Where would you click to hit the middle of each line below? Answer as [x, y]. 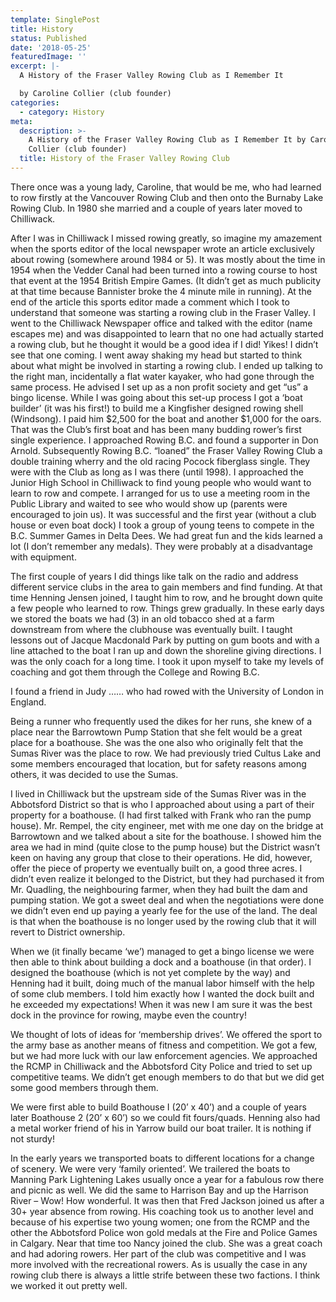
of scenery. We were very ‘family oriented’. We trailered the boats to [150, 1168]
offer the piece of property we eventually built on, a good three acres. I [156, 868]
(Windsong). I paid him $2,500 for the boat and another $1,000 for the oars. [166, 418]
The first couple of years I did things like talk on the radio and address [154, 576]
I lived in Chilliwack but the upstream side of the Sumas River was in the [158, 793]
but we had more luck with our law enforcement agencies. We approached [164, 1055]
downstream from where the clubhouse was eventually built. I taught [151, 629]
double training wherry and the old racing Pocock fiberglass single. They [160, 461]
